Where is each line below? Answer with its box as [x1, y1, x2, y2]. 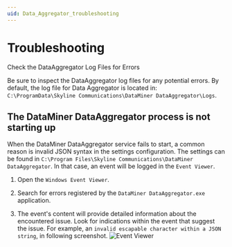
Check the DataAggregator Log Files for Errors [7, 63, 140, 71]
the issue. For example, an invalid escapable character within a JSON [17, 224, 222, 232]
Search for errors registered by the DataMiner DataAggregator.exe [17, 189, 206, 197]
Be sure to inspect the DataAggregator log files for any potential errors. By [7, 76, 220, 84]
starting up [7, 122, 56, 134]
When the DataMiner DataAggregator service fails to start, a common [7, 140, 205, 149]
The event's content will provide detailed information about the [17, 210, 197, 218]
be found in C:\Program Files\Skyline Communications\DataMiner [7, 155, 194, 163]
